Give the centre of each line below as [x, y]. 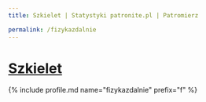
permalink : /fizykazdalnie [52, 29]
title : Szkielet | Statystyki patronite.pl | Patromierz [103, 15]
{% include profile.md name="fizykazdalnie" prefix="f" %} [103, 90]
